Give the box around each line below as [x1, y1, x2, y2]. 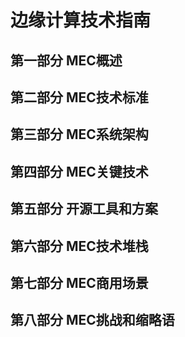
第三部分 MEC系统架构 [10, 126, 149, 143]
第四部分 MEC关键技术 [10, 163, 149, 180]
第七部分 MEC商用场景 [10, 274, 149, 291]
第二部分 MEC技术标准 [10, 89, 149, 106]
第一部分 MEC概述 [10, 52, 123, 69]
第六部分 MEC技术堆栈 [10, 237, 149, 255]
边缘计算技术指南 [10, 9, 152, 32]
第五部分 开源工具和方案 [10, 201, 158, 218]
